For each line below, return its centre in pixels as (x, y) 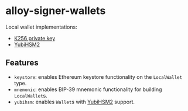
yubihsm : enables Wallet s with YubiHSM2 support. (74, 102)
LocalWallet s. (30, 95)
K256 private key (35, 38)
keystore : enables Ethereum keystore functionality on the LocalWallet (98, 77)
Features (22, 63)
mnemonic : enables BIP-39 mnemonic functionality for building (88, 89)
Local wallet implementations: (41, 27)
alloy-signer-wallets (56, 11)
